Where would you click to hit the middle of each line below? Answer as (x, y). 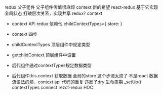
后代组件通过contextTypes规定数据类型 (52, 65)
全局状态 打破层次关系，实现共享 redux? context (54, 13)
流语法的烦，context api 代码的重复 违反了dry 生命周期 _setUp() (77, 82)
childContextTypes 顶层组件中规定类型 (51, 45)
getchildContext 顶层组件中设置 (44, 55)
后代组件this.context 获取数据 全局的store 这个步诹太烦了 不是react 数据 (85, 76)
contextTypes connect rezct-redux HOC (52, 87)
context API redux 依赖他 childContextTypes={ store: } (67, 24)
